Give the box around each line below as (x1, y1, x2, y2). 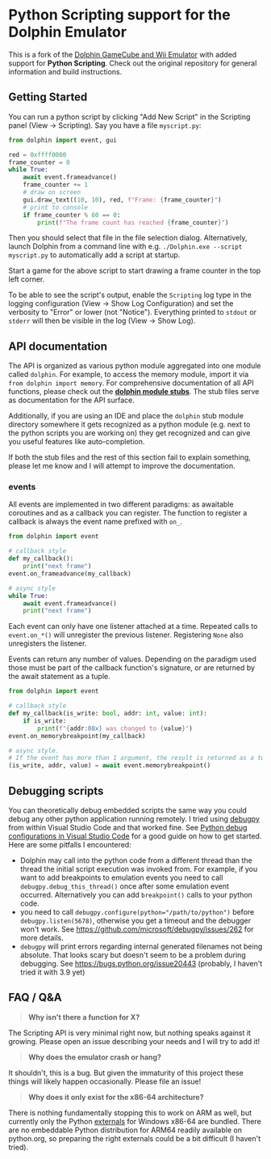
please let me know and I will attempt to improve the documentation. (8, 461, 236, 471)
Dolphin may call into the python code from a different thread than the (19, 855, 252, 865)
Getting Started (8, 91, 88, 104)
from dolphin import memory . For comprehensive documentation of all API (8, 378, 254, 388)
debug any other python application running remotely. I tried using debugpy (8, 814, 261, 824)
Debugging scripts (8, 783, 104, 798)
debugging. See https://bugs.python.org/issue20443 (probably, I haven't (19, 959, 263, 969)
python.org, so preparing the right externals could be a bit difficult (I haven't (8, 1133, 261, 1143)
